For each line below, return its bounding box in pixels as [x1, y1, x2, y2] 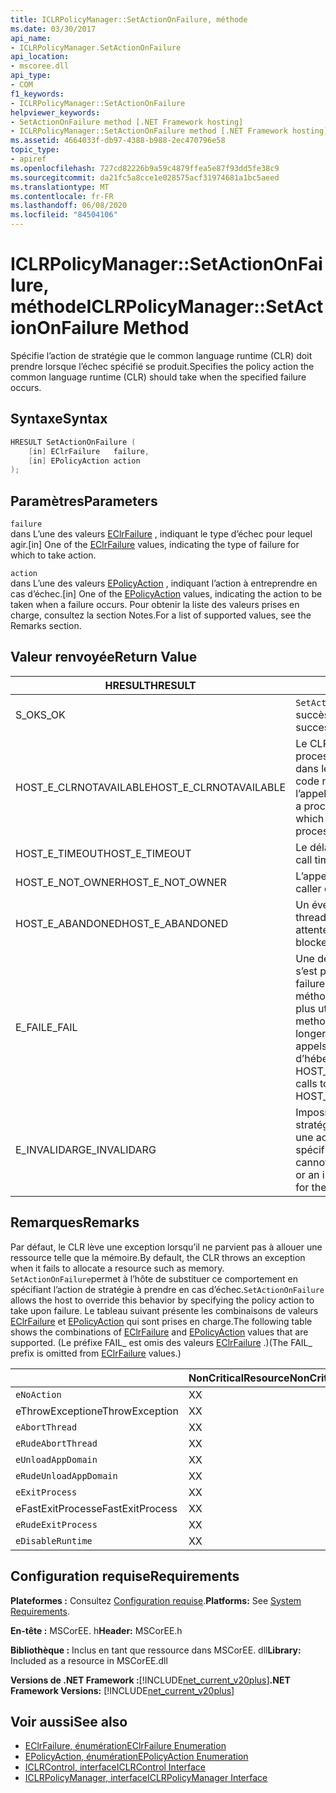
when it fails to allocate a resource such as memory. [10, 1262, 225, 1274]
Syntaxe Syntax [10, 411, 108, 428]
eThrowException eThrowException [15, 1404, 179, 1418]
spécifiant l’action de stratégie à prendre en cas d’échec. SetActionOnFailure [10, 1283, 325, 1295]
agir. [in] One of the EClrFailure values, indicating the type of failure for [10, 539, 300, 551]
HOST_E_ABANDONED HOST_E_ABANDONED [15, 916, 229, 930]
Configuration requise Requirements [10, 1568, 240, 1585]
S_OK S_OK [15, 707, 66, 721]
